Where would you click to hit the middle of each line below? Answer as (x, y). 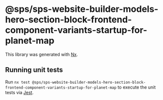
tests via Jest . (19, 92)
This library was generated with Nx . (41, 54)
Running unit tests (34, 70)
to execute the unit (137, 87)
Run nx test (18, 82)
